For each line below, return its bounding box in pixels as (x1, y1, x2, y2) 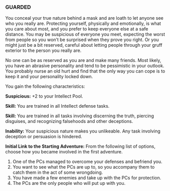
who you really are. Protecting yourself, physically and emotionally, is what (5, 20, 161, 26)
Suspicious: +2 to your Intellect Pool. (5, 93, 83, 100)
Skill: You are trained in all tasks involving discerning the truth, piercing (5, 113, 154, 119)
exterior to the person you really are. (5, 47, 82, 54)
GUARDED (5, 4, 31, 11)
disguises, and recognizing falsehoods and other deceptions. (5, 118, 133, 124)
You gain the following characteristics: (5, 83, 85, 89)
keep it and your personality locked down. (5, 74, 93, 80)
